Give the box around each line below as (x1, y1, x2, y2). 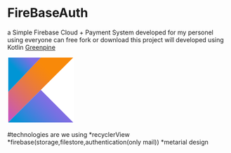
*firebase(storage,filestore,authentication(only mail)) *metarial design (7, 138, 209, 146)
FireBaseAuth (7, 5, 88, 21)
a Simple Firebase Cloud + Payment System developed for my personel (7, 28, 214, 36)
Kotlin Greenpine (7, 43, 56, 51)
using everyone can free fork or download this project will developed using (7, 35, 225, 44)
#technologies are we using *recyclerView (7, 130, 130, 138)
